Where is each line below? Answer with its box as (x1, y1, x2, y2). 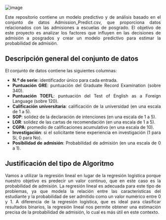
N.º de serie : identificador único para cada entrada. (12, 77, 118, 83)
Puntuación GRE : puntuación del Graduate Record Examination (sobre (12, 82, 161, 88)
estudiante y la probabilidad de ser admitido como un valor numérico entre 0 (5, 193, 161, 199)
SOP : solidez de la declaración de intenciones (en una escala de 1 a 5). (12, 114, 157, 120)
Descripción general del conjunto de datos (5, 55, 138, 63)
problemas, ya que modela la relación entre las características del (5, 188, 161, 194)
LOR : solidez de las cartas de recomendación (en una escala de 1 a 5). (12, 119, 156, 125)
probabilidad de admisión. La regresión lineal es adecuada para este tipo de (5, 183, 161, 189)
